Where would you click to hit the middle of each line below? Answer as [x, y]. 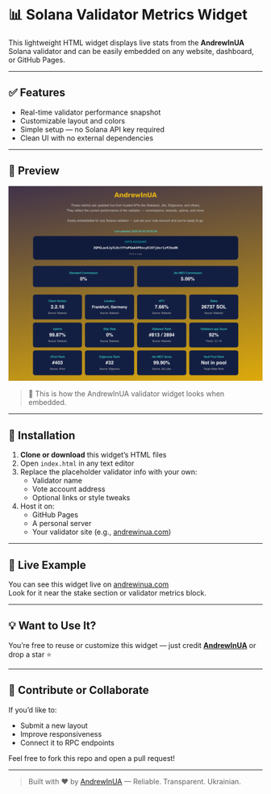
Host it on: [37, 506]
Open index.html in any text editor [77, 463]
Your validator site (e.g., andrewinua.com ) [102, 532]
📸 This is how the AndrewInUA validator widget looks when [126, 394]
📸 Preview [34, 171]
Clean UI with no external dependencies [87, 138]
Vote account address [69, 489]
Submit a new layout [54, 725]
